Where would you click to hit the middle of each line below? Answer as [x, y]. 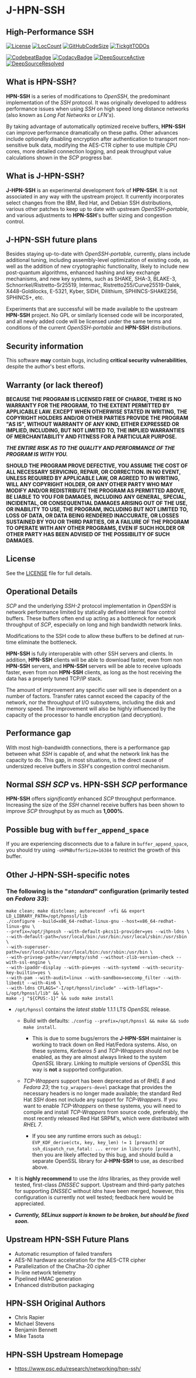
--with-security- [163, 967]
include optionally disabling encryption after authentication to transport [92, 139]
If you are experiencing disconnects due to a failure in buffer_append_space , [97, 844]
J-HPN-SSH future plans [52, 240]
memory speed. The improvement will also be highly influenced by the [91, 708]
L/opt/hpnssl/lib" [28, 993]
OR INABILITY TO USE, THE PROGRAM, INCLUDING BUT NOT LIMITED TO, [97, 509]
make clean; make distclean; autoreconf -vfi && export [75, 911]
